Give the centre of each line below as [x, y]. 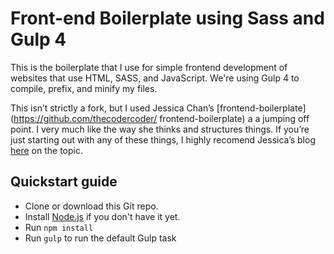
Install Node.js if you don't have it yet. [102, 216]
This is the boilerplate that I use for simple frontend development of [149, 67]
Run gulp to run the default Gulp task [100, 238]
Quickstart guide [64, 182]
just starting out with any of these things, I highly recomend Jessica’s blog [163, 139]
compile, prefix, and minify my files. [84, 88]
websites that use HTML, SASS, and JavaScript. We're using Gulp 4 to [155, 78]
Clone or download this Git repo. [91, 206]
